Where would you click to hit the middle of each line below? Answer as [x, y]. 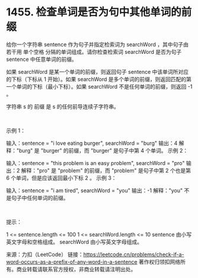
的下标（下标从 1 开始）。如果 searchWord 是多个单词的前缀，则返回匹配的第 [99, 79]
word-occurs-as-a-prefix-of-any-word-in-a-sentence [72, 261]
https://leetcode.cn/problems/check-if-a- [134, 254]
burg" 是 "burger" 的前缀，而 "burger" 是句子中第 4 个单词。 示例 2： [103, 150]
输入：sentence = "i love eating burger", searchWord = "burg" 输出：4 [92, 143]
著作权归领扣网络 [159, 261]
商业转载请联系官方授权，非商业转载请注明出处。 [76, 269]
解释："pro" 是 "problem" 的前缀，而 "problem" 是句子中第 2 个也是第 [106, 170]
